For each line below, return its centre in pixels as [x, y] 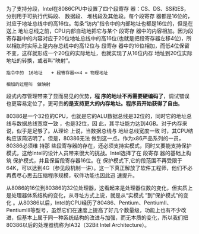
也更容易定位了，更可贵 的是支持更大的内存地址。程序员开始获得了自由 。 [94, 103]
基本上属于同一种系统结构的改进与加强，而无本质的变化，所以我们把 [105, 217]
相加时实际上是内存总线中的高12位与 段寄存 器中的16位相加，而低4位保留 [100, 46]
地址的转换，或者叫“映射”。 [40, 60]
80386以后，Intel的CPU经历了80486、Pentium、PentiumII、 [97, 203]
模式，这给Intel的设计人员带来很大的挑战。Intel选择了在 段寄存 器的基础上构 [99, 153]
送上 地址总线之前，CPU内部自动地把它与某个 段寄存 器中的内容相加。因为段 [100, 31]
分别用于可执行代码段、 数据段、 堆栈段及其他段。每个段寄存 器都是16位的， [99, 16]
